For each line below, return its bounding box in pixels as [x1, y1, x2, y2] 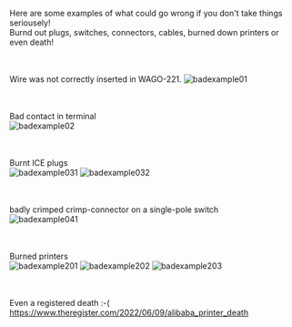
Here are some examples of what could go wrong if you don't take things [9, 8, 283, 18]
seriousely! [9, 17, 51, 28]
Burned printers [9, 250, 68, 261]
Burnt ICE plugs [9, 158, 68, 168]
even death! [9, 36, 55, 47]
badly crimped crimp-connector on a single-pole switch [9, 204, 219, 215]
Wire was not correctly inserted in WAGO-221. [9, 74, 182, 85]
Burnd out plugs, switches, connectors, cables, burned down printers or [9, 27, 279, 37]
